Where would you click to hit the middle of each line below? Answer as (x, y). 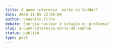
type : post (17, 38)
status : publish (22, 33)
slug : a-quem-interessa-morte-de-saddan (48, 28)
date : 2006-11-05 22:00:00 (34, 14)
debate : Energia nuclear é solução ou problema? (57, 24)
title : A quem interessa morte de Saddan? (52, 10)
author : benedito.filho (30, 19)
